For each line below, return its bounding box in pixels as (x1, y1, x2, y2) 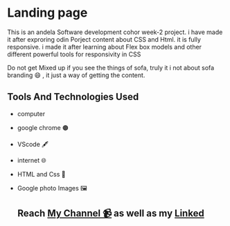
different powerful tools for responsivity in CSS (7, 50, 141, 58)
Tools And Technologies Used (7, 91, 139, 103)
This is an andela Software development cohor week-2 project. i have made (7, 28, 223, 36)
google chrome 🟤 (17, 123, 69, 131)
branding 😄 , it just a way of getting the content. (7, 71, 145, 79)
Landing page (7, 5, 88, 21)
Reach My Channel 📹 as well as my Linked (17, 207, 204, 220)
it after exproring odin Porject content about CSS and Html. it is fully (7, 35, 201, 43)
